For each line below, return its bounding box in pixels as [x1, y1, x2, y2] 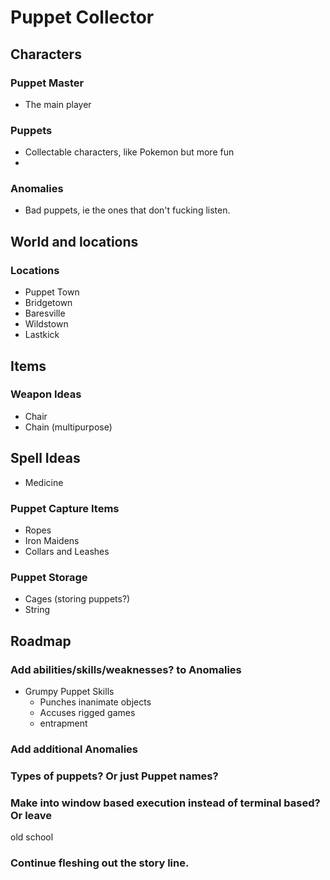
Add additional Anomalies [10, 742, 138, 756]
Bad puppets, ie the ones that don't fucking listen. [24, 204, 231, 216]
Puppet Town [24, 286, 80, 298]
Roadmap [10, 632, 72, 650]
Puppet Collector [10, 6, 155, 29]
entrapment [39, 717, 88, 729]
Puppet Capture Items [10, 501, 120, 515]
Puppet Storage [10, 570, 88, 584]
